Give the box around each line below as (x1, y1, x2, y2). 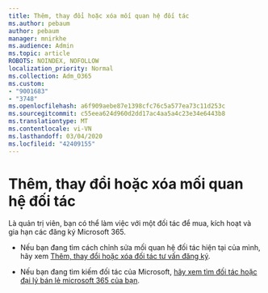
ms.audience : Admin (8, 42, 74, 50)
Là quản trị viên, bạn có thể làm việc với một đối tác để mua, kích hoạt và (8, 219, 252, 228)
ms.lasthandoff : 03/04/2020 (8, 132, 103, 140)
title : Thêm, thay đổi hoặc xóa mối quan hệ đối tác (8, 11, 190, 20)
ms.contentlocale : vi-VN (8, 125, 92, 133)
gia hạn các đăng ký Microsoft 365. (8, 227, 127, 237)
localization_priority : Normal (8, 65, 114, 73)
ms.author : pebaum (8, 19, 70, 28)
